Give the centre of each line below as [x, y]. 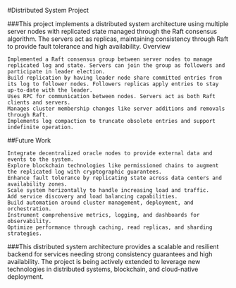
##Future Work [29, 140]
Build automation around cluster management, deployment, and [100, 203]
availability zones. [38, 184]
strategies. [25, 234]
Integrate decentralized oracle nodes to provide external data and [110, 153]
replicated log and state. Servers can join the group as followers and [116, 66]
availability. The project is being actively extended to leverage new [104, 262]
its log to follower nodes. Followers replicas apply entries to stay [113, 84]
